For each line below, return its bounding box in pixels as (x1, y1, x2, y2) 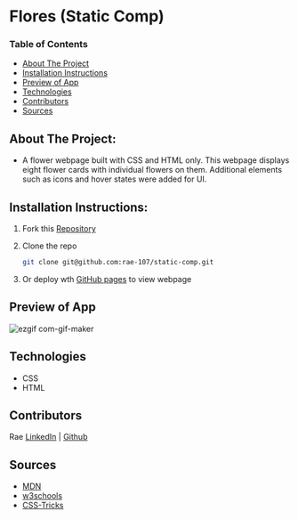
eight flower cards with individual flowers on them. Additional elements (21, 165, 283, 175)
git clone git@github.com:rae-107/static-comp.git (21, 258, 214, 267)
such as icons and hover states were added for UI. (21, 174, 207, 184)
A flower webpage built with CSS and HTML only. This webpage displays (21, 155, 290, 166)
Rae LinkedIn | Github (9, 432, 88, 442)
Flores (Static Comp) (9, 6, 165, 27)
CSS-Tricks (21, 500, 64, 511)
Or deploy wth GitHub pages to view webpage (21, 273, 192, 284)
